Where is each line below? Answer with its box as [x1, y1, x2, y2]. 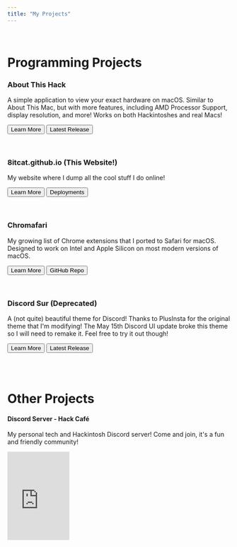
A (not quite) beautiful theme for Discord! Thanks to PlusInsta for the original [7, 314, 231, 322]
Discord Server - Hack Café [7, 414, 90, 423]
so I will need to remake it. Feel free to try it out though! [7, 329, 168, 338]
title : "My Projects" [7, 10, 71, 18]
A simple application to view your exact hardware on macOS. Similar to [7, 96, 214, 105]
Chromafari [7, 220, 47, 230]
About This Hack [7, 79, 67, 89]
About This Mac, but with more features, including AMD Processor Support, [7, 103, 228, 112]
